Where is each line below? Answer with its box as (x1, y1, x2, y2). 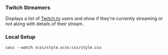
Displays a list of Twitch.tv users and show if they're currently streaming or (5, 16, 163, 22)
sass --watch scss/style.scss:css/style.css (5, 45, 102, 50)
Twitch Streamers (5, 4, 51, 11)
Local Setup (5, 33, 36, 40)
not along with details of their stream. (5, 21, 84, 27)
